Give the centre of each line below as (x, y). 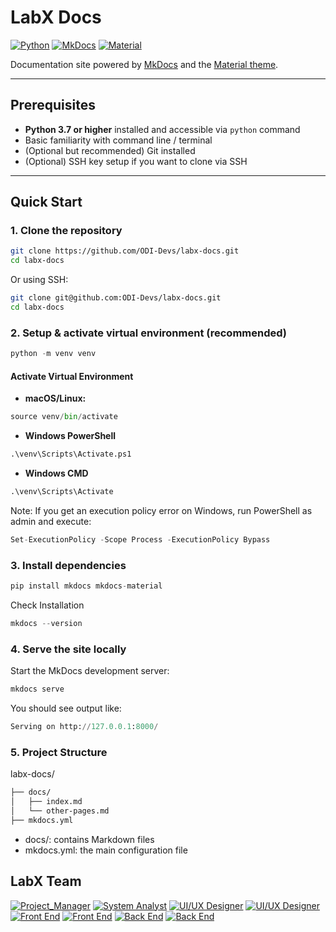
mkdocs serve (37, 689)
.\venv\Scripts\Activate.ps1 (71, 454)
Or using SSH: (39, 280)
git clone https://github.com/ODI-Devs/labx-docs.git (125, 251)
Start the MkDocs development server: (90, 671)
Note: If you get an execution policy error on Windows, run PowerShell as (161, 510)
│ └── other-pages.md (60, 811)
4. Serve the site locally (68, 649)
